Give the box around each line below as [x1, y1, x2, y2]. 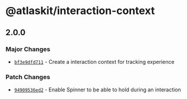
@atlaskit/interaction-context [5, 4, 155, 18]
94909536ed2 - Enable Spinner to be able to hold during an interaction [14, 86, 181, 93]
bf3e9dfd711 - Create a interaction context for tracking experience [14, 58, 175, 65]
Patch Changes [5, 73, 51, 81]
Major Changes [5, 45, 51, 53]
